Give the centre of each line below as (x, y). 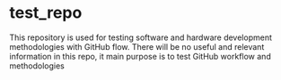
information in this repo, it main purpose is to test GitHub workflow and (140, 56)
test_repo (46, 13)
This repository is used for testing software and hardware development (140, 37)
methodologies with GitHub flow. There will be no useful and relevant (137, 46)
